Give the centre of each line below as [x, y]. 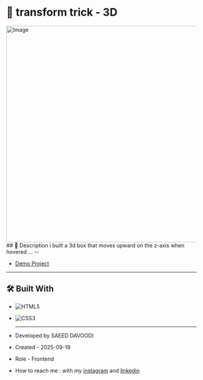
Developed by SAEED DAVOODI [54, 335]
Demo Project [32, 263]
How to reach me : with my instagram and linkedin [77, 370]
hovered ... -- [23, 252]
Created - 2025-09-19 [43, 347]
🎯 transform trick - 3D [62, 12]
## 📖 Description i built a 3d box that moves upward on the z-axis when [95, 245]
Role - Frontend [34, 359]
